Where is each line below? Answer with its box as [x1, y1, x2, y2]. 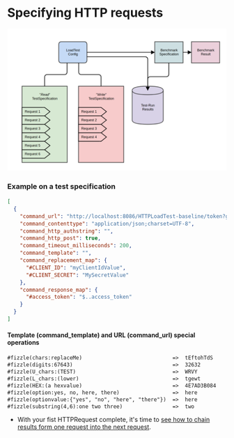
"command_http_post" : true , [19, 235, 101, 242]
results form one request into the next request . [17, 423, 151, 431]
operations [7, 338, 40, 346]
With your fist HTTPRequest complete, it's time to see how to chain [17, 416, 210, 424]
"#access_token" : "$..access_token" [25, 294, 132, 301]
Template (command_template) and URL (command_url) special [7, 331, 196, 339]
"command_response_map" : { [19, 286, 98, 293]
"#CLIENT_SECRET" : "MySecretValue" [25, 272, 130, 279]
